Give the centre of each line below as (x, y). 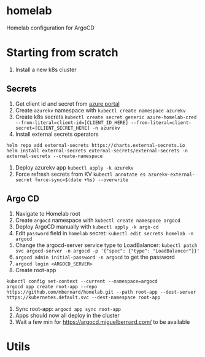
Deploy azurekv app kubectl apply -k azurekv (74, 167)
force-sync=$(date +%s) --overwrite (82, 180)
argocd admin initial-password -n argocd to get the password (95, 257)
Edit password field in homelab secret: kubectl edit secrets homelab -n (104, 233)
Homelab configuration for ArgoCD (51, 28)
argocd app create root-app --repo (52, 286)
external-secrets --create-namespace (55, 156)
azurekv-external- (172, 175)
